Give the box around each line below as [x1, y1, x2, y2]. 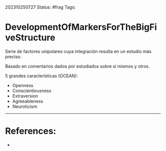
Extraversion [12, 93, 39, 99]
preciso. [5, 53, 22, 59]
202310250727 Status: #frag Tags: [5, 4, 76, 10]
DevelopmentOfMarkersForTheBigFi [5, 22, 157, 33]
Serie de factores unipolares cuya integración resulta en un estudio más [5, 48, 152, 54]
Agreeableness [12, 98, 43, 104]
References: [5, 126, 56, 137]
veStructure [5, 32, 55, 44]
